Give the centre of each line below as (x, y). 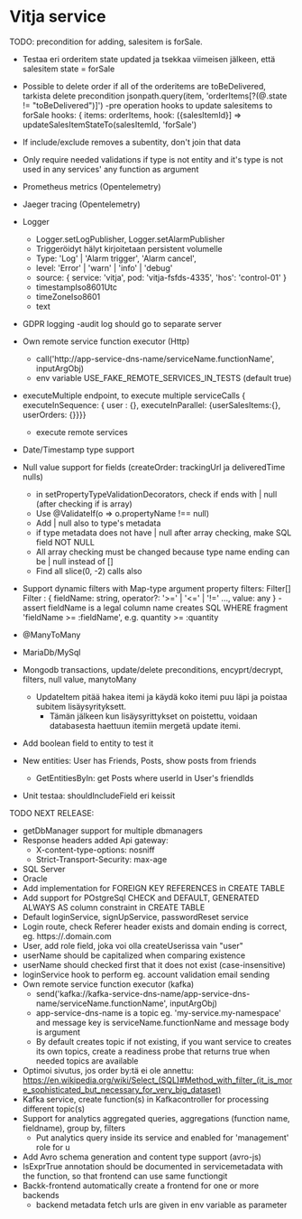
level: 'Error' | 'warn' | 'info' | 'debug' (104, 267)
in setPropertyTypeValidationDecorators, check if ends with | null (156, 494)
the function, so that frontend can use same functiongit (125, 1176)
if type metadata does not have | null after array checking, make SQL (164, 532)
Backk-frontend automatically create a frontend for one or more (141, 1186)
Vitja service (58, 17)
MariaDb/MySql (51, 652)
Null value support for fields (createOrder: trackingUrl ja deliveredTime (154, 467)
